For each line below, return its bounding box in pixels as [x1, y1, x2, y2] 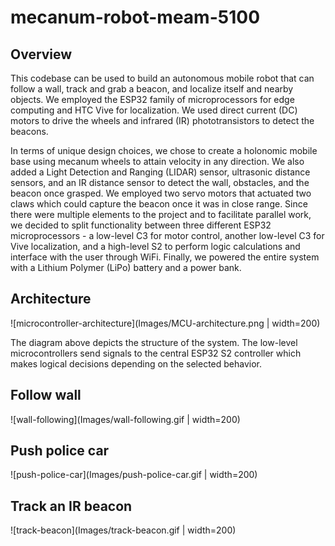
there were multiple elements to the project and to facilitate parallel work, [10, 209, 312, 220]
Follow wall [10, 387, 82, 404]
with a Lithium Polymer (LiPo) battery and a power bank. [10, 262, 242, 273]
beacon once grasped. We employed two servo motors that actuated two [10, 187, 312, 199]
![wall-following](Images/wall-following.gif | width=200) [10, 413, 241, 425]
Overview [10, 46, 73, 63]
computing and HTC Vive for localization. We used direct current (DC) [10, 104, 298, 116]
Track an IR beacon [10, 497, 133, 515]
